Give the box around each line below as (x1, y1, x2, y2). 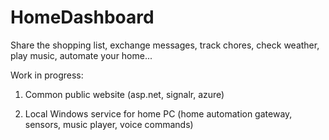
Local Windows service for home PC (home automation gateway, (24, 107, 293, 120)
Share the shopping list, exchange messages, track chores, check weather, (10, 39, 320, 51)
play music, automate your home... (10, 49, 153, 61)
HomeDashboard (10, 6, 155, 29)
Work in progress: (10, 69, 84, 81)
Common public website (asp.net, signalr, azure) (24, 88, 225, 100)
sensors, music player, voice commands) (24, 118, 194, 130)
